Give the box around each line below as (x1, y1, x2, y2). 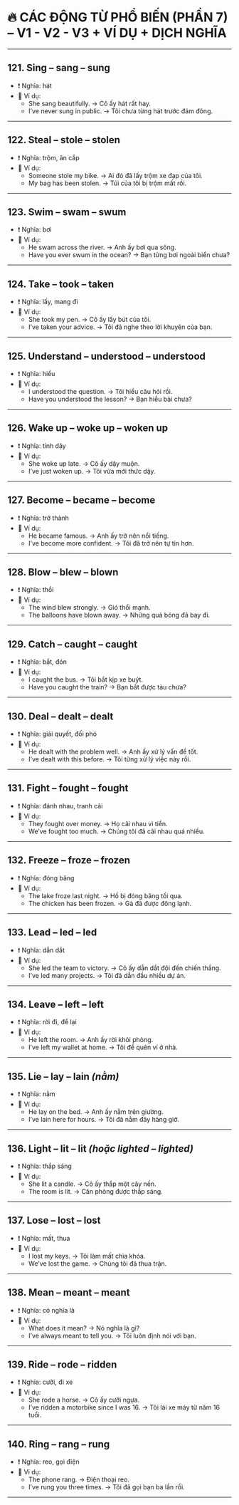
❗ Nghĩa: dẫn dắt (17, 946, 65, 954)
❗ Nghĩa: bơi (17, 225, 52, 234)
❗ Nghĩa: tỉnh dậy (17, 441, 66, 450)
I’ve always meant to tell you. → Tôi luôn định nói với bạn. (28, 1331, 197, 1340)
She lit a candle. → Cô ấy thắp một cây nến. (28, 1179, 156, 1188)
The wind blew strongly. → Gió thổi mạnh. (28, 603, 151, 612)
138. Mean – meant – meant (7, 1286, 130, 1298)
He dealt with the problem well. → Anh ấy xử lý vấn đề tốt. (28, 747, 198, 756)
